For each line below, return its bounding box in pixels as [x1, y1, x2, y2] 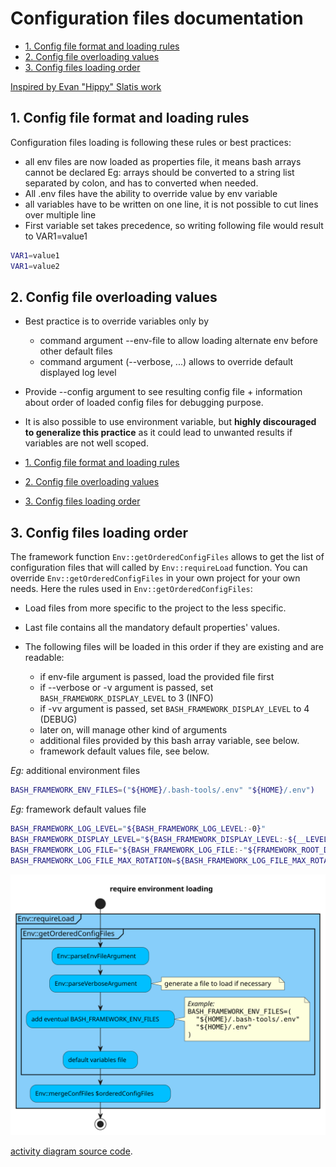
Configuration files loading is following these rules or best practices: [10, 136, 292, 148]
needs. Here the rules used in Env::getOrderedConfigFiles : [10, 583, 253, 595]
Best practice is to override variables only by [24, 315, 209, 327]
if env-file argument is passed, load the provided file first [39, 671, 275, 683]
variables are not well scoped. [24, 437, 149, 449]
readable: [24, 652, 65, 664]
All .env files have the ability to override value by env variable [24, 187, 278, 199]
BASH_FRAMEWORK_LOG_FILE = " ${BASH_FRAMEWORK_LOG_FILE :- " [10, 845, 248, 855]
